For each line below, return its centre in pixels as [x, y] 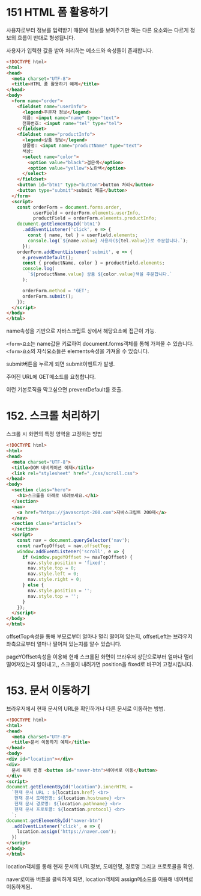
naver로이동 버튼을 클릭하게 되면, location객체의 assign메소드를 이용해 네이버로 [100, 879]
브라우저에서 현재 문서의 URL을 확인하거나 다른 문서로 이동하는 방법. [86, 708]
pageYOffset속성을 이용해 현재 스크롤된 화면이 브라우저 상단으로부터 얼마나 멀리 [100, 657]
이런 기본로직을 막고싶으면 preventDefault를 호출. [64, 390]
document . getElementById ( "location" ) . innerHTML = [70, 787]
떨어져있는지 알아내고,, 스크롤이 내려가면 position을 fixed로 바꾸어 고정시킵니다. [100, 664]
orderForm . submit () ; [48, 296]
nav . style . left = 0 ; [53, 574]
